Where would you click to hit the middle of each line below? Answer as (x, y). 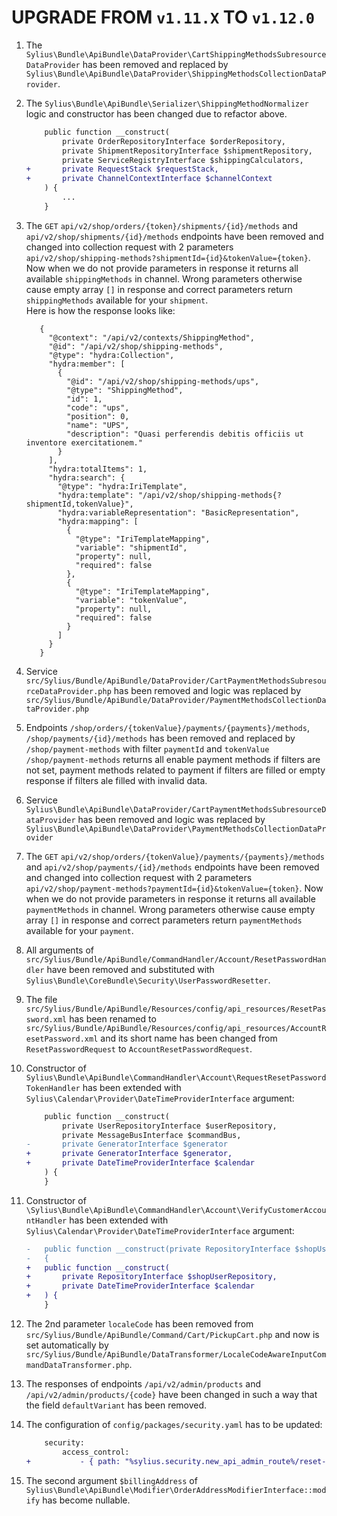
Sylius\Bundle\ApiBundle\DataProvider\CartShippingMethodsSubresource (176, 54)
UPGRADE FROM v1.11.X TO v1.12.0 (163, 17)
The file (41, 999)
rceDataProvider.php (68, 691)
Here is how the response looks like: (100, 310)
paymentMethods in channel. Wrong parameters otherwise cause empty (170, 909)
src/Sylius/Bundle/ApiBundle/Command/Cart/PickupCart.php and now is (172, 1334)
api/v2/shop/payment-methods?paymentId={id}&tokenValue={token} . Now (174, 888)
